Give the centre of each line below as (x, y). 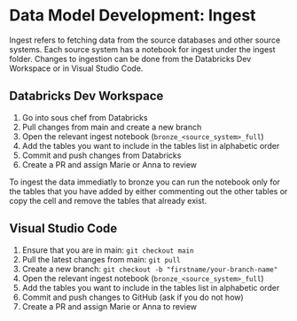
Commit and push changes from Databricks (102, 155)
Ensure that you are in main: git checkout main (108, 250)
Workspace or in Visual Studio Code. (76, 68)
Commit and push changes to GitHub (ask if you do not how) (133, 297)
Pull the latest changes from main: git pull (101, 259)
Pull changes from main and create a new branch (112, 127)
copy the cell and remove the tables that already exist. (108, 200)
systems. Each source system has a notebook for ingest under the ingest (143, 49)
